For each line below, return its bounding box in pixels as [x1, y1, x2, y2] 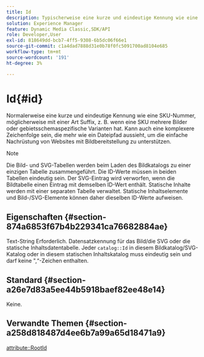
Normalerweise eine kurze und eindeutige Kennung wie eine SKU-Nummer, [6, 112, 196, 119]
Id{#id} [6, 92, 43, 106]
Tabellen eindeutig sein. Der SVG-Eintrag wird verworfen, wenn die [6, 175, 175, 182]
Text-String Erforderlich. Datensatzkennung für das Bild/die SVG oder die [6, 238, 191, 245]
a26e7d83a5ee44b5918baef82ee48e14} [6, 284, 166, 295]
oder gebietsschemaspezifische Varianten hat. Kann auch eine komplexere [6, 125, 195, 132]
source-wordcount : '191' [6, 54, 70, 61]
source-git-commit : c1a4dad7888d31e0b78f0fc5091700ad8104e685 [6, 43, 168, 50]
